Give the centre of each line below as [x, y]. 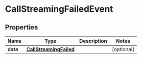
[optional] [123, 49]
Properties [22, 27]
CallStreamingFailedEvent [59, 9]
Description [93, 41]
